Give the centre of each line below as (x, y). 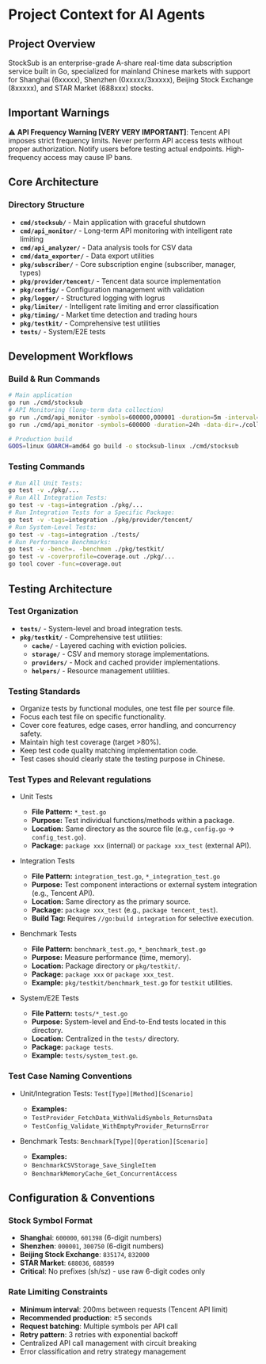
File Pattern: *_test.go (69, 812)
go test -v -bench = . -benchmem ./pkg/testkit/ (86, 549)
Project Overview (52, 44)
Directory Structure (46, 205)
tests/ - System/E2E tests (63, 331)
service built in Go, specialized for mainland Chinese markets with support (129, 71)
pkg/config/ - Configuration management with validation (112, 289)
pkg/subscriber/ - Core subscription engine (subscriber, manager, (127, 264)
